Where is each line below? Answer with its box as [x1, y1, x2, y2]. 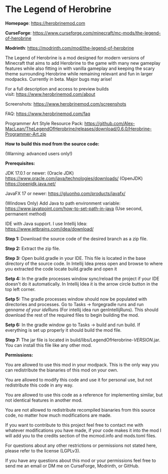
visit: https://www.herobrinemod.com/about [5, 91, 95, 97]
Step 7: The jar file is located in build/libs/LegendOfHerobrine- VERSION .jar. [5, 337, 160, 343]
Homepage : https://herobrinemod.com [5, 20, 85, 26]
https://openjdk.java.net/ [5, 180, 56, 186]
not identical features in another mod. [5, 397, 82, 403]
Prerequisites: [5, 160, 35, 166]
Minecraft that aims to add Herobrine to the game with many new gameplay [5, 60, 161, 66]
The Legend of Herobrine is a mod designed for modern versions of [5, 54, 145, 61]
